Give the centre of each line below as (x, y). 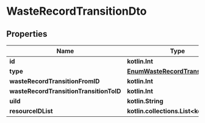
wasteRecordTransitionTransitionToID (65, 91)
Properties (27, 34)
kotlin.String (145, 101)
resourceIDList (31, 111)
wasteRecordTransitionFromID (55, 81)
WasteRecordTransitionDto (77, 11)
